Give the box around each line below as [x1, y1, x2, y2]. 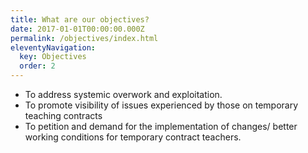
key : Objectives [19, 52, 87, 62]
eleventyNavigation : [10, 42, 97, 53]
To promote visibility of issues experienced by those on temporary [24, 99, 299, 111]
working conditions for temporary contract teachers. [24, 131, 242, 143]
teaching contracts [24, 110, 103, 121]
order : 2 [19, 61, 56, 71]
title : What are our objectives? [10, 14, 150, 25]
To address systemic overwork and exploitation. [24, 89, 223, 100]
